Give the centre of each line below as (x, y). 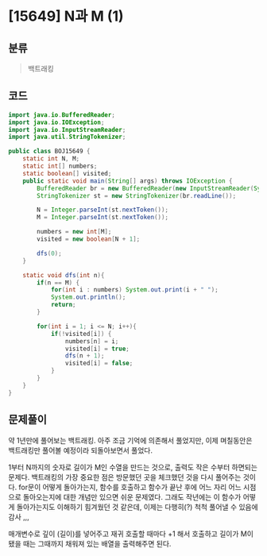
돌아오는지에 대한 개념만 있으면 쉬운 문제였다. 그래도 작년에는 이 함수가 (132, 496)
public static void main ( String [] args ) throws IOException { (128, 181)
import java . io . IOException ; (56, 122)
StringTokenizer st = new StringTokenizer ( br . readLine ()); (137, 195)
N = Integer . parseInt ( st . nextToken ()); (103, 210)
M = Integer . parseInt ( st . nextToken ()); (103, 218)
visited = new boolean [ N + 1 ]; (89, 239)
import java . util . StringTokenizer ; (67, 137)
